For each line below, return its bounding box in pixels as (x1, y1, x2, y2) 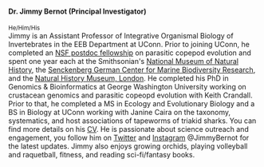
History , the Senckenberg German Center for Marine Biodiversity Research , (8, 65, 256, 75)
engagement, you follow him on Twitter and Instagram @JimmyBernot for (8, 133, 250, 143)
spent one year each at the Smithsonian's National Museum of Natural (8, 57, 239, 66)
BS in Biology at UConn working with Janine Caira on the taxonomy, (8, 108, 231, 117)
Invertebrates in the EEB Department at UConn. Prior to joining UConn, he (8, 40, 250, 50)
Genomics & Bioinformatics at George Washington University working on (8, 82, 247, 92)
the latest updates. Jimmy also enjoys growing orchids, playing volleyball (8, 141, 248, 151)
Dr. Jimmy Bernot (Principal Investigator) (8, 6, 147, 16)
